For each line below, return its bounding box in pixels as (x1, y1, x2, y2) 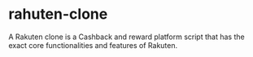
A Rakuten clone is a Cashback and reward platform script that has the (8, 32, 246, 42)
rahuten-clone (8, 5, 108, 24)
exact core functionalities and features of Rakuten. (8, 40, 178, 50)
